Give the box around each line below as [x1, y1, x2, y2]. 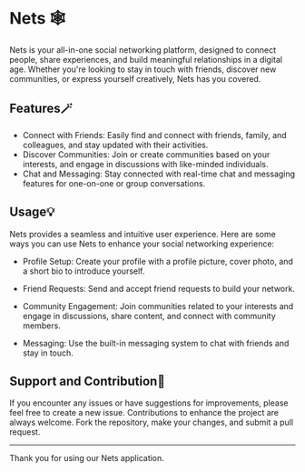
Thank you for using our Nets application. [9, 453, 165, 464]
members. [22, 320, 61, 331]
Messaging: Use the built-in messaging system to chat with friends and [22, 337, 290, 348]
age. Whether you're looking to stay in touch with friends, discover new [9, 64, 277, 75]
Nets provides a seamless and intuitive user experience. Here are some [9, 228, 277, 239]
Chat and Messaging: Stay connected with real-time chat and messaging [22, 168, 296, 179]
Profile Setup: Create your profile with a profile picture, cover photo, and [22, 256, 293, 266]
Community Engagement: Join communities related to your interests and [22, 300, 294, 311]
